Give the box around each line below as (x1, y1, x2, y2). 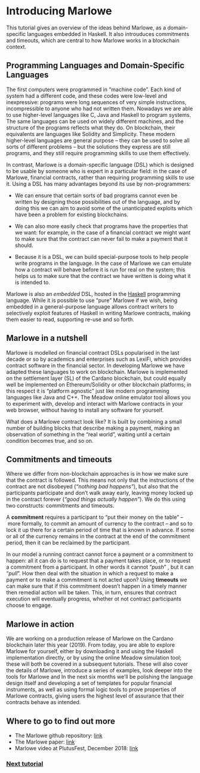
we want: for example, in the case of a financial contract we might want (14, 229, 191, 236)
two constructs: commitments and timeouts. (6, 502, 115, 509)
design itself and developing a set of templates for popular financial (6, 680, 172, 687)
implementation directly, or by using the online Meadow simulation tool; (6, 654, 182, 662)
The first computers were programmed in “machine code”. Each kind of (6, 86, 181, 93)
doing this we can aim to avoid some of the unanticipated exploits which (14, 204, 193, 212)
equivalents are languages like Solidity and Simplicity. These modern (6, 130, 176, 137)
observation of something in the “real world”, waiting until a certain (6, 430, 171, 438)
